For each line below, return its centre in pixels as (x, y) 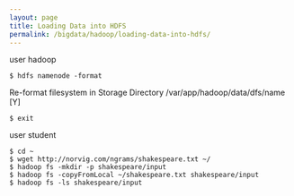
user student (33, 135)
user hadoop (33, 60)
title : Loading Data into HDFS (68, 26)
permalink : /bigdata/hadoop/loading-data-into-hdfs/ (110, 34)
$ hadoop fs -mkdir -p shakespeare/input (88, 167)
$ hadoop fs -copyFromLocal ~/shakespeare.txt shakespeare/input (134, 175)
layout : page (34, 17)
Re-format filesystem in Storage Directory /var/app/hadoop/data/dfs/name (147, 93)
